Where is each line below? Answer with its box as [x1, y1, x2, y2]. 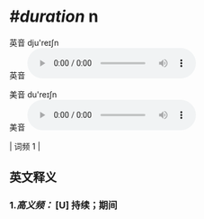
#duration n [9, 6, 99, 27]
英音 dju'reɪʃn [9, 37, 59, 48]
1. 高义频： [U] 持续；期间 [9, 199, 118, 212]
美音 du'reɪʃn [9, 88, 58, 100]
